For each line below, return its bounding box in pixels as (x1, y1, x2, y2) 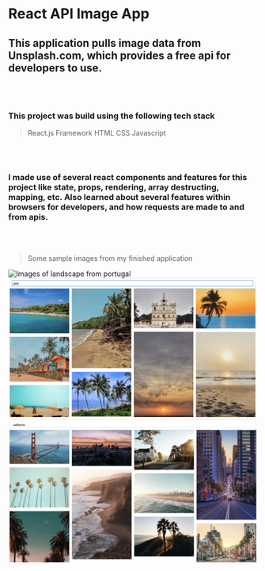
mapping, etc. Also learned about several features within (8, 192, 231, 203)
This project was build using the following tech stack (8, 110, 215, 121)
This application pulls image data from (8, 36, 202, 50)
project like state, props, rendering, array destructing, (8, 182, 219, 193)
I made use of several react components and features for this (8, 172, 248, 183)
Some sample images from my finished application (27, 253, 193, 263)
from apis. (8, 212, 49, 223)
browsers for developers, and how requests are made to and (8, 201, 245, 213)
